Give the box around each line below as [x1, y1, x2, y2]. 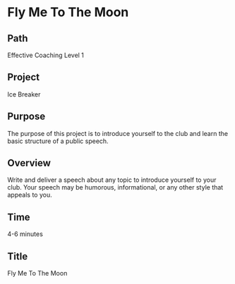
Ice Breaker [7, 89, 41, 99]
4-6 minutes [7, 230, 44, 238]
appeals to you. [7, 191, 52, 199]
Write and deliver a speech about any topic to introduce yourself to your [7, 175, 217, 184]
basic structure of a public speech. [7, 137, 109, 145]
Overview [7, 157, 52, 169]
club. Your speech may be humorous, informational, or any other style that [7, 183, 224, 192]
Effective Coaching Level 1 [7, 51, 85, 59]
